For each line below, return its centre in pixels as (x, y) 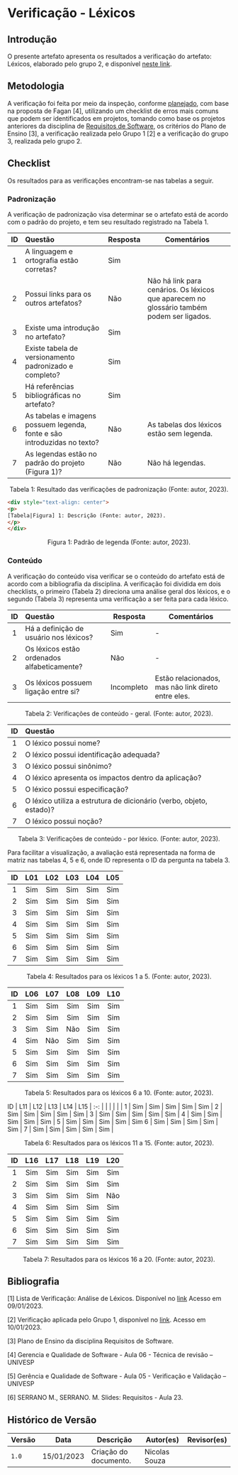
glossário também (177, 307)
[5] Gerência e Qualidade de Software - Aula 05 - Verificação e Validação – (117, 1376)
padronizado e (49, 366)
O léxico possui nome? (63, 742)
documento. (111, 1461)
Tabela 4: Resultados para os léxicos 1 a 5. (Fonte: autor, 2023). (119, 976)
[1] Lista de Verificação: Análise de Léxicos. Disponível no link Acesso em (114, 1299)
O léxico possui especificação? (77, 789)
